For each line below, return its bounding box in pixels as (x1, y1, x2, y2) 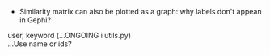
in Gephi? (19, 15, 52, 25)
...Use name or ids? (7, 39, 72, 49)
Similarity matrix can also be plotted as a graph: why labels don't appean (19, 7, 262, 16)
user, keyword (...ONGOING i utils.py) (7, 31, 131, 40)
